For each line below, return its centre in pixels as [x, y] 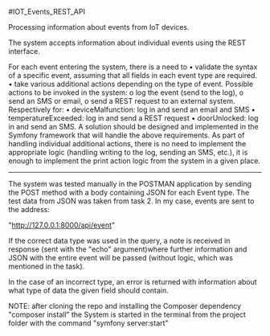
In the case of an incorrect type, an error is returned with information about [133, 282]
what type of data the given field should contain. [88, 290]
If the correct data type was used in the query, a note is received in [119, 241]
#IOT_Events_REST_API [47, 12]
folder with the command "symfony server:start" [88, 323]
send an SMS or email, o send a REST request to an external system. [122, 101]
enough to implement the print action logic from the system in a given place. [135, 161]
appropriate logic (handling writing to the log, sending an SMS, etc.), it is [128, 152]
